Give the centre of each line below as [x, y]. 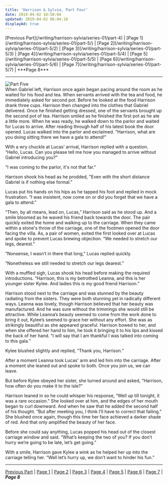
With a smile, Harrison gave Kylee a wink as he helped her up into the [77, 452]
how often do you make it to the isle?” [44, 386]
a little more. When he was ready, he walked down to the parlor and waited [82, 121]
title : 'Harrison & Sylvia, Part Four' [47, 10]
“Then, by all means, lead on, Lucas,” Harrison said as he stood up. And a [81, 212]
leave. [11, 371]
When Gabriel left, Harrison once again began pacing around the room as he [84, 89]
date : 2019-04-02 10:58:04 [33, 14]
